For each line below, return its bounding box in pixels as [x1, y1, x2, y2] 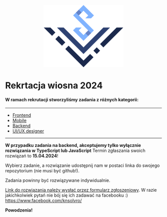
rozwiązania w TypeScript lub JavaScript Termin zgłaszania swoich [5, 147, 146, 153]
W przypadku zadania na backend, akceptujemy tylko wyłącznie [5, 143, 141, 148]
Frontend [12, 112, 31, 118]
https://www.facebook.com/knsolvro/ [5, 198, 82, 204]
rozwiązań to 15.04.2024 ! [5, 153, 59, 159]
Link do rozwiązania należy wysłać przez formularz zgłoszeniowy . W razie [5, 187, 157, 193]
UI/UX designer [12, 128, 44, 134]
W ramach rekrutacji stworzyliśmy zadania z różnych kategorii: [5, 96, 139, 102]
